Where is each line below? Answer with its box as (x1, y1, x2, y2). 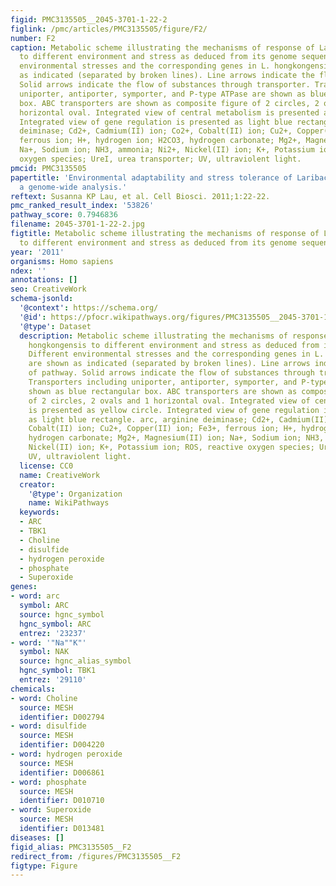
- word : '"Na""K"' (10, 637, 87, 648)
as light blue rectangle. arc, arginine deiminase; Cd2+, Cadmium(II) (28, 414, 329, 425)
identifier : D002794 (19, 712, 105, 722)
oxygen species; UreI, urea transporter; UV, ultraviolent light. (19, 154, 302, 164)
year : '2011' (10, 247, 65, 257)
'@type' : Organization (28, 489, 123, 499)
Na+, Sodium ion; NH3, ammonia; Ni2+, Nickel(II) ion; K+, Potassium (19, 145, 315, 155)
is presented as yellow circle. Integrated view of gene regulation (28, 405, 320, 415)
